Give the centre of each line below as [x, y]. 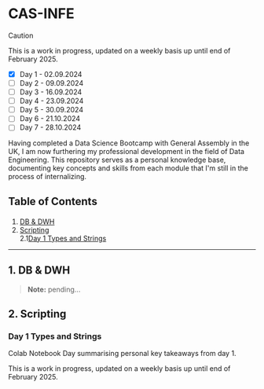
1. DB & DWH [39, 271]
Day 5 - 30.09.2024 [51, 110]
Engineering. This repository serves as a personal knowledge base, [117, 160]
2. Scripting [37, 314]
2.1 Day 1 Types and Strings [63, 238]
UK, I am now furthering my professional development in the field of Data [126, 152]
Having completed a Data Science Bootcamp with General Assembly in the [129, 143]
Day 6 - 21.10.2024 [50, 119]
